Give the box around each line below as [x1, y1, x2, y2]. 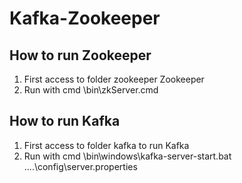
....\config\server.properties [23, 160, 138, 172]
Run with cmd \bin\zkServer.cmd [23, 84, 159, 96]
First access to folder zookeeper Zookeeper [23, 73, 205, 85]
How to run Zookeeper [9, 47, 152, 64]
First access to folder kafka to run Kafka [23, 139, 190, 151]
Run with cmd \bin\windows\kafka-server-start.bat [23, 150, 232, 162]
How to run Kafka [9, 113, 121, 130]
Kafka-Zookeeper [9, 7, 161, 30]
